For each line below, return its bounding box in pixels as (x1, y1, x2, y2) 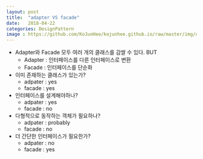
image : (6, 31, 26, 37)
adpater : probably (24, 119, 71, 126)
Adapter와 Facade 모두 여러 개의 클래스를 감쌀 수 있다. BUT (14, 49, 158, 56)
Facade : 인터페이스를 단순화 (24, 64, 92, 71)
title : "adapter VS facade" (6, 15, 80, 21)
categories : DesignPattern (6, 25, 74, 32)
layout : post (6, 8, 39, 15)
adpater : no (24, 140, 55, 147)
